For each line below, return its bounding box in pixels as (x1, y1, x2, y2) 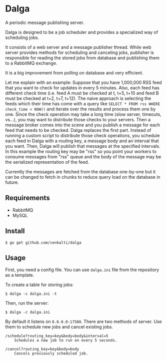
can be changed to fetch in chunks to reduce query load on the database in (5, 174, 161, 180)
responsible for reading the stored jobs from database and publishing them (5, 54, 160, 60)
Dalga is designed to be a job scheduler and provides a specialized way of (5, 29, 158, 35)
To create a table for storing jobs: (5, 282, 74, 288)
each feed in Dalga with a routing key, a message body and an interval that (5, 138, 159, 144)
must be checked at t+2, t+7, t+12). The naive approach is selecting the (5, 95, 151, 101)
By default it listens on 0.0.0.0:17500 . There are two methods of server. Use (5, 319, 162, 325)
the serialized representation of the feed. (5, 159, 89, 165)
